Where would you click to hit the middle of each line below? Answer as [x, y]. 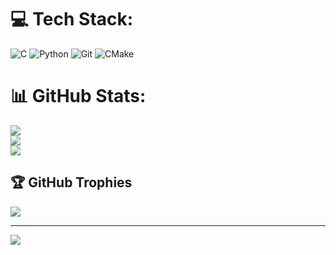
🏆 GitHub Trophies [71, 182]
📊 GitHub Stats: [78, 96]
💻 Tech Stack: [72, 19]
